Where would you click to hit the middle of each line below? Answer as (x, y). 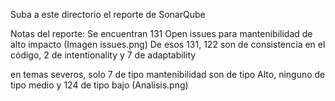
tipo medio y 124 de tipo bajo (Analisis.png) (99, 85)
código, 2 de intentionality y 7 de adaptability (103, 55)
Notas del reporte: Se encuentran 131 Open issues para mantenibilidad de (161, 33)
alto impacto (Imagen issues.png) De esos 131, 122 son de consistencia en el (168, 44)
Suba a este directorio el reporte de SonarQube (108, 14)
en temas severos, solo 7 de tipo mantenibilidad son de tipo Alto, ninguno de (168, 74)
